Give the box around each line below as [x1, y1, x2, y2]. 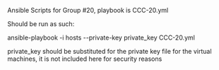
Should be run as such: [7, 20, 75, 28]
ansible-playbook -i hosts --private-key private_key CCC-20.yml [7, 33, 196, 42]
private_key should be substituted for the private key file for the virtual [7, 47, 212, 55]
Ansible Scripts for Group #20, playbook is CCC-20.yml [7, 6, 169, 14]
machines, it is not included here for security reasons [7, 54, 162, 63]
